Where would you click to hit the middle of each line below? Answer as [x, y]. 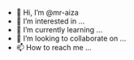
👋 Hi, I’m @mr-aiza [47, 13]
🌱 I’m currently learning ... [59, 30]
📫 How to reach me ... [54, 47]
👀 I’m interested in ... [50, 21]
